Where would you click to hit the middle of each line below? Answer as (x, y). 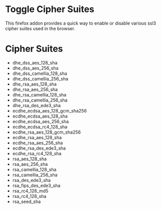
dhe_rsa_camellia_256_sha (40, 100)
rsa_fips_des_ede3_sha (36, 185)
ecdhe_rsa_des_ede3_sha (39, 148)
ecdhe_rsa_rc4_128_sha (37, 153)
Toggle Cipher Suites (50, 9)
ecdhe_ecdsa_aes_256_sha (41, 121)
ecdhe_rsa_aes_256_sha (38, 143)
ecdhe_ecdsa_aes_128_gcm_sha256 (49, 111)
